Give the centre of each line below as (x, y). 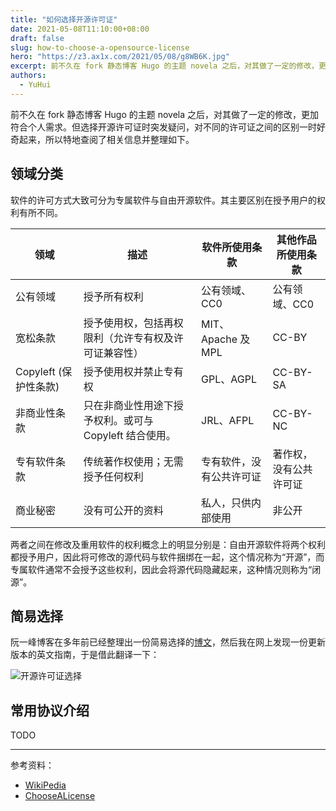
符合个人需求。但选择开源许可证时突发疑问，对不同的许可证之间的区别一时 (163, 127)
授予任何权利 (113, 476)
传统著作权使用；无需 (133, 461)
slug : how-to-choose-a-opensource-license (100, 47)
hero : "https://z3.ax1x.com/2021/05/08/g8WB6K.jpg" (120, 57)
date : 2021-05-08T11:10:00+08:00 (80, 29)
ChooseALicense (60, 796)
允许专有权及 (143, 338)
